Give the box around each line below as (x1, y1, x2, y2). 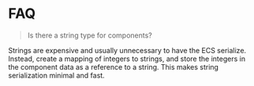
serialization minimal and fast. (8, 70, 105, 80)
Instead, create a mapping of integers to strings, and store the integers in (8, 54, 246, 63)
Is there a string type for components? (27, 30, 152, 40)
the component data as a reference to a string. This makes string (8, 62, 219, 71)
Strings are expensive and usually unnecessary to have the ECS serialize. (8, 45, 247, 55)
